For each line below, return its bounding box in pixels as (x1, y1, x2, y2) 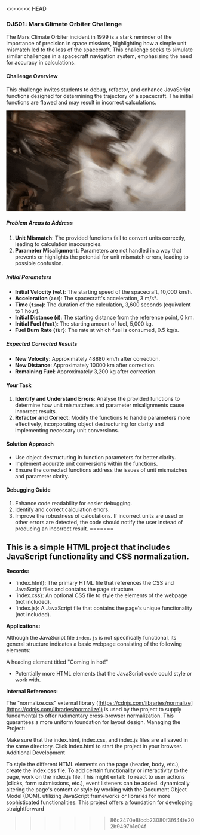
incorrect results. (14, 407, 57, 415)
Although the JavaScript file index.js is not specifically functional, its (6, 634, 177, 641)
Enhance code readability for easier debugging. (14, 500, 133, 507)
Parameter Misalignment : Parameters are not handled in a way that (14, 247, 182, 254)
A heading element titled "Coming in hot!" (6, 658, 109, 665)
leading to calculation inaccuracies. (14, 241, 103, 248)
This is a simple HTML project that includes (6, 542, 170, 552)
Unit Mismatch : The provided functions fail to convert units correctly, (14, 234, 186, 241)
